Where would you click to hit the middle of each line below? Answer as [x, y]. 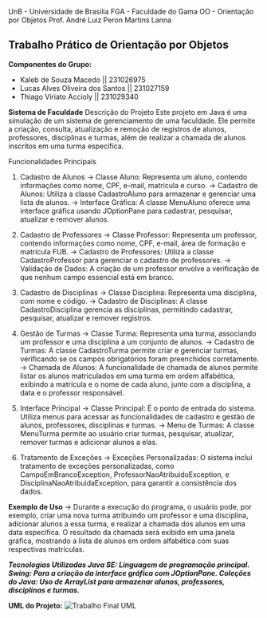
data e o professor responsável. [72, 392]
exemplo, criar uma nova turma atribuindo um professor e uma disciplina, [128, 515]
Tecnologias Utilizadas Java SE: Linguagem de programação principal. [129, 565]
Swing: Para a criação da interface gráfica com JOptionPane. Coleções [130, 573]
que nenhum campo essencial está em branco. [97, 277]
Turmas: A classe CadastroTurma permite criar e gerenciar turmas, [129, 350]
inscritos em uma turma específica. [66, 146]
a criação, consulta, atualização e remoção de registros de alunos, [118, 129]
